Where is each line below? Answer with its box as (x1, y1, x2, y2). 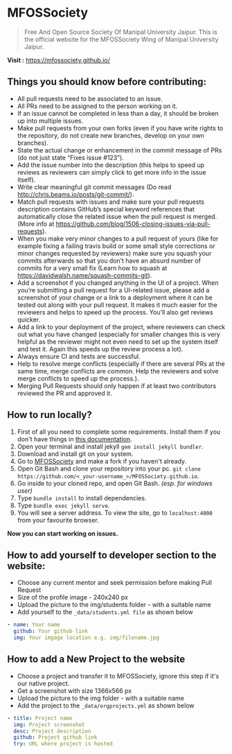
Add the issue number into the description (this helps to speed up (17, 161, 205, 169)
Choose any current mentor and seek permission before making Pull (17, 579, 213, 587)
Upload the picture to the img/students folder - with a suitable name (17, 601, 211, 609)
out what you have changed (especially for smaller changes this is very (17, 330, 220, 338)
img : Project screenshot (13, 721, 85, 728)
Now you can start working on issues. (7, 529, 118, 538)
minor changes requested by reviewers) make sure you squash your (17, 249, 212, 257)
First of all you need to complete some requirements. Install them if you (17, 428, 221, 436)
